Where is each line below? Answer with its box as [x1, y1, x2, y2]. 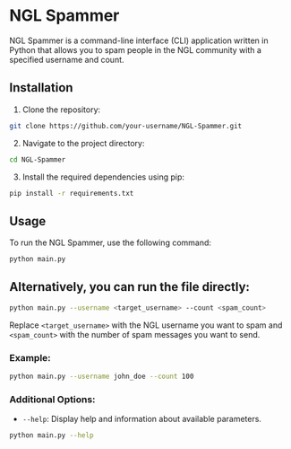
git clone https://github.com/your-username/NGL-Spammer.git [9, 121, 243, 130]
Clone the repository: [21, 104, 101, 115]
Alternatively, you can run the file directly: [9, 279, 251, 295]
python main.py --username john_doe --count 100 [9, 372, 194, 382]
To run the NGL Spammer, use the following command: [9, 237, 212, 248]
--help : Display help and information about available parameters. [21, 414, 262, 425]
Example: [9, 351, 51, 364]
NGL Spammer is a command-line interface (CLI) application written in [9, 35, 269, 46]
